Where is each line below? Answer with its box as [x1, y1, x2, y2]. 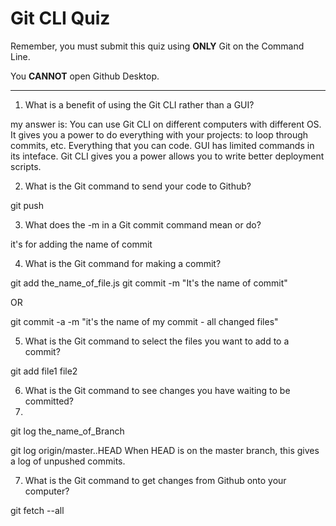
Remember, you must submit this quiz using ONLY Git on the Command [10, 40, 305, 52]
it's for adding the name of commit [10, 238, 153, 250]
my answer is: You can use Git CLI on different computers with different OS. [10, 118, 322, 130]
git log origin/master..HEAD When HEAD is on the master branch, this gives [10, 444, 320, 456]
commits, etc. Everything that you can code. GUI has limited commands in [10, 139, 315, 151]
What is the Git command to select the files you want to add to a [24, 335, 290, 347]
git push [10, 199, 45, 211]
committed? [24, 395, 75, 407]
